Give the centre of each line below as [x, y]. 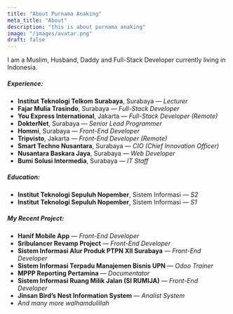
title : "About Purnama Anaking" [54, 14]
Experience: [25, 83]
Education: [24, 177]
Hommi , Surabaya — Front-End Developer [79, 131]
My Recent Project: [36, 218]
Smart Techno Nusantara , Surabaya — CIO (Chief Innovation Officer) [118, 146]
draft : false [26, 40]
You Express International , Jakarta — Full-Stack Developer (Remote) [118, 116]
